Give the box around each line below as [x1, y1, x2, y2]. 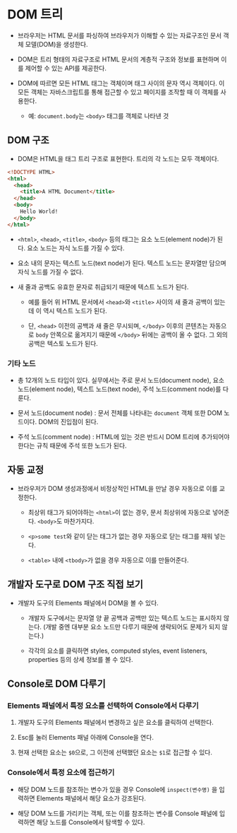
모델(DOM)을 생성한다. [25, 40, 88, 48]
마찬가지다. [63, 517, 95, 525]
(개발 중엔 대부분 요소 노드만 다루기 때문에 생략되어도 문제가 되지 [43, 622, 221, 631]
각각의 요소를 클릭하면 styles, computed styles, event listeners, [28, 646, 208, 655]
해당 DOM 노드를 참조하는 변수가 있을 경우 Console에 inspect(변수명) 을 [17, 785, 218, 793]
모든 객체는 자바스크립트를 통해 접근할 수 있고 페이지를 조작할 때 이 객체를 [17, 88, 219, 96]
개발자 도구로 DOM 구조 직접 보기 [7, 578, 143, 590]
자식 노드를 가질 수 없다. [17, 267, 84, 276]
